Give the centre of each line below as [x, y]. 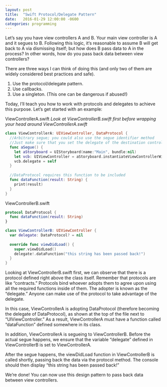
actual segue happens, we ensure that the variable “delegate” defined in [79, 340]
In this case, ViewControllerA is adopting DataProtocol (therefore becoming [82, 309]
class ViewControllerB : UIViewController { [51, 231]
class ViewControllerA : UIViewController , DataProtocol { [66, 133]
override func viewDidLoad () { [42, 244]
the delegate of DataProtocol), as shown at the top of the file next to [75, 314]
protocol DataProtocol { [31, 212]
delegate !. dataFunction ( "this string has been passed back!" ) [80, 254]
